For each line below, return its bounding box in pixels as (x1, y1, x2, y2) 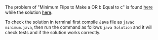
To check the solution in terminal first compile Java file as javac (5, 19, 135, 25)
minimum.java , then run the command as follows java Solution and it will (5, 24, 153, 30)
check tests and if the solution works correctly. (5, 30, 101, 35)
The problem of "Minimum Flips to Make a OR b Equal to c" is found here (5, 4, 153, 10)
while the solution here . (5, 9, 53, 15)
